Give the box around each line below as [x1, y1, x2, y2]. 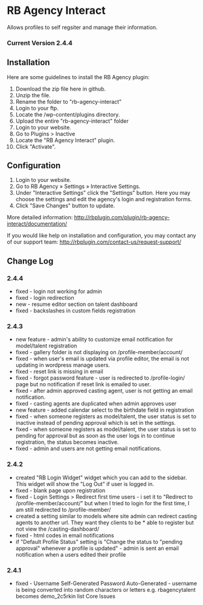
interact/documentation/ [7, 220, 68, 227]
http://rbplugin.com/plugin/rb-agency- [74, 214, 170, 221]
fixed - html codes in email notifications [15, 531, 114, 539]
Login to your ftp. [15, 104, 59, 112]
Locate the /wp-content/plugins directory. [15, 111, 120, 118]
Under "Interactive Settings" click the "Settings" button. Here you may [15, 189, 191, 196]
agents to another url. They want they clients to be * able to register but [15, 519, 194, 526]
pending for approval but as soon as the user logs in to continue [15, 432, 175, 439]
